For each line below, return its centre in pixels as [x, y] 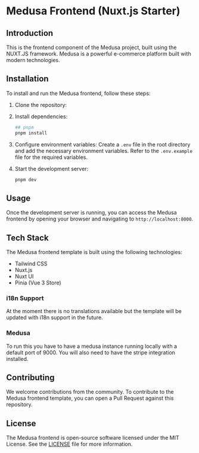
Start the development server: [52, 169]
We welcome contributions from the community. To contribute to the [90, 392]
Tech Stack [27, 238]
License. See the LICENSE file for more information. [69, 444]
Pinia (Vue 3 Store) [38, 283]
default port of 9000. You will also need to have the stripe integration [91, 352]
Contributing [30, 378]
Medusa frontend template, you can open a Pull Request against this [90, 398]
